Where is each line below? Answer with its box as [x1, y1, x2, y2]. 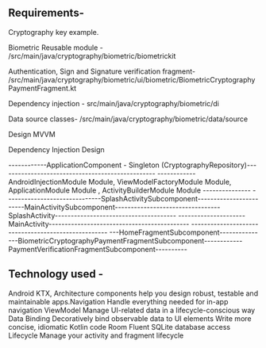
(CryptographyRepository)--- [161, 160, 257, 170]
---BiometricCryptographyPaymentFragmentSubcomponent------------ [8, 235, 243, 245]
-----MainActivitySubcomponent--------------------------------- [8, 202, 221, 212]
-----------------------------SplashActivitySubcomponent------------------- [8, 193, 259, 203]
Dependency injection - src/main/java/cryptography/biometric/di [8, 98, 220, 108]
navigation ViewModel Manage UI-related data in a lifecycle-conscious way [8, 305, 256, 315]
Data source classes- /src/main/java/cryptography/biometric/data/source [8, 114, 249, 124]
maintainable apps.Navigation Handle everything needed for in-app [8, 296, 229, 306]
